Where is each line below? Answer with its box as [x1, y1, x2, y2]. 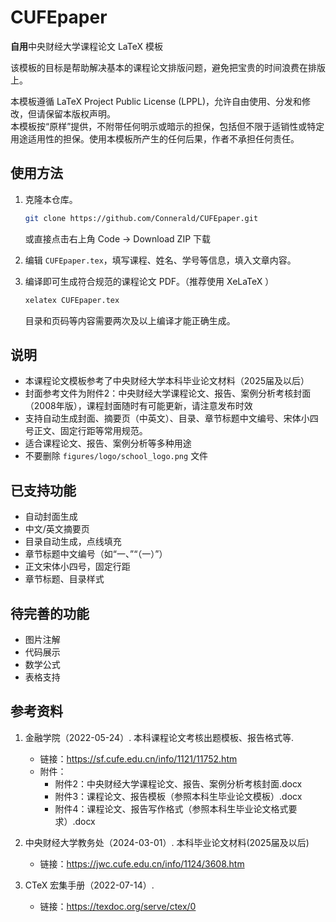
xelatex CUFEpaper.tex [24, 295, 120, 305]
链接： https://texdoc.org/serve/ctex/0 [39, 900, 197, 912]
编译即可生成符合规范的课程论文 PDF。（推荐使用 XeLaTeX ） [24, 275, 275, 287]
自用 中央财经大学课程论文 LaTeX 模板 [10, 40, 163, 52]
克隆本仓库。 [24, 193, 78, 205]
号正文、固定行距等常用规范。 [24, 425, 148, 437]
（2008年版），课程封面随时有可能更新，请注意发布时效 [24, 400, 253, 412]
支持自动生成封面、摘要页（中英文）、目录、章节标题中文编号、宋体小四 [24, 412, 319, 425]
